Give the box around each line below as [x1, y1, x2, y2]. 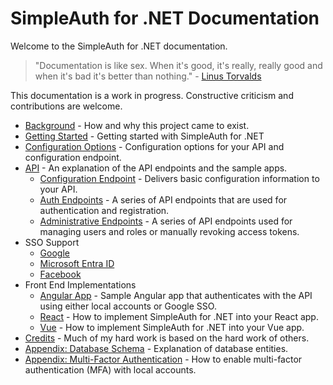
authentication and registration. [39, 204, 170, 216]
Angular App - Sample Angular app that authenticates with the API [39, 289, 313, 301]
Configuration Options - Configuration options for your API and [24, 140, 285, 152]
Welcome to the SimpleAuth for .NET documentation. [10, 40, 228, 52]
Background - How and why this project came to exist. [24, 119, 250, 131]
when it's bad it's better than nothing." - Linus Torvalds [34, 70, 262, 82]
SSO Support [24, 236, 80, 248]
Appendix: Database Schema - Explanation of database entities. [24, 342, 289, 354]
